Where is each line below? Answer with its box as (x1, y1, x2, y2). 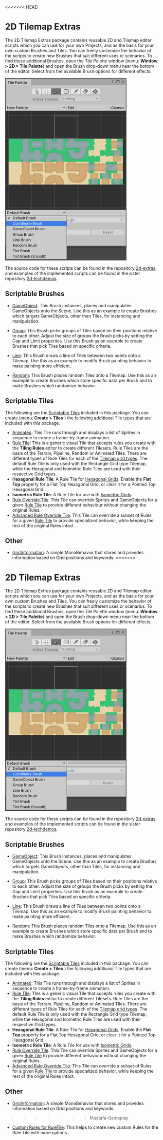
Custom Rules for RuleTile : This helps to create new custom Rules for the (12, 1124, 159, 1130)
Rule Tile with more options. (12, 1129, 68, 1135)
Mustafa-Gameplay (90, 1115, 128, 1121)
